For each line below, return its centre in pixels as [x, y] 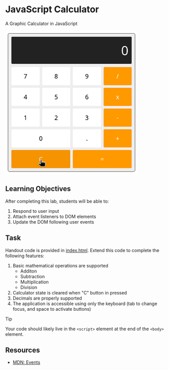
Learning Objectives [38, 189]
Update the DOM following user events [53, 222]
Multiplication [35, 282]
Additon [29, 271]
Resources [23, 350]
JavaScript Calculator [52, 9]
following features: [25, 256]
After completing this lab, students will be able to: [57, 201]
